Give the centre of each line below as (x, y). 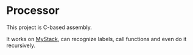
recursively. (21, 45)
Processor (33, 11)
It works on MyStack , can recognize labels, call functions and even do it (96, 39)
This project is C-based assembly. (49, 27)
